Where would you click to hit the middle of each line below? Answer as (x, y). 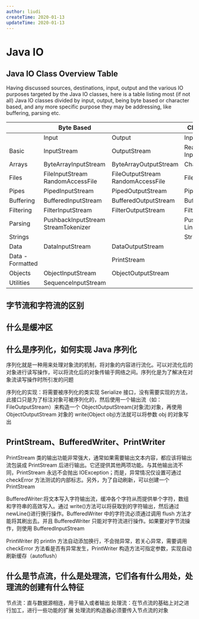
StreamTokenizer (67, 227)
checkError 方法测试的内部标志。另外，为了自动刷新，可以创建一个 (88, 480)
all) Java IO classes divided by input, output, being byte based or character (98, 101)
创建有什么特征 (57, 587)
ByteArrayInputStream (74, 165)
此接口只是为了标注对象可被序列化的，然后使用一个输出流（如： (84, 399)
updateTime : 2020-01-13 (36, 23)
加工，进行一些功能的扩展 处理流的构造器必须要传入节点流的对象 (90, 610)
